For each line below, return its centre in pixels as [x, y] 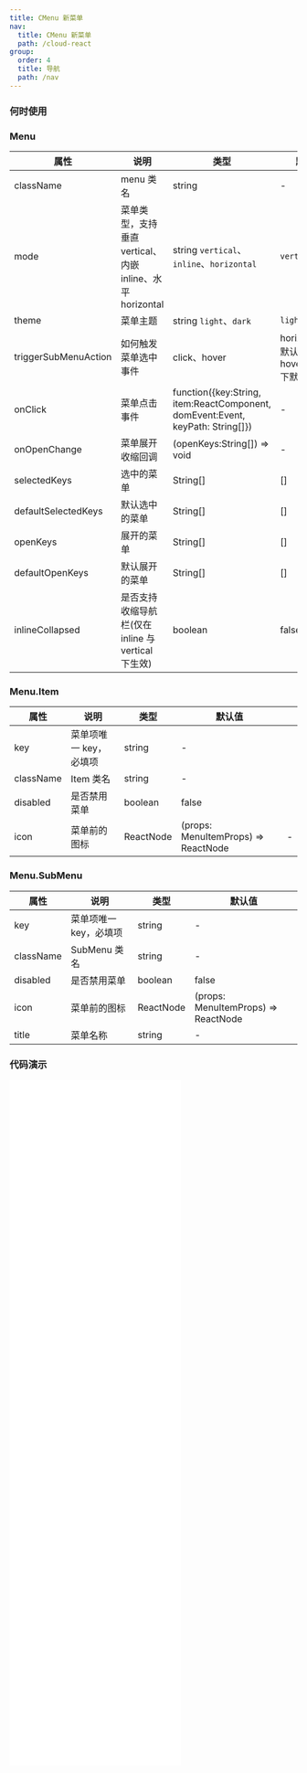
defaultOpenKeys [51, 572]
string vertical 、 [209, 249]
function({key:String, [217, 392]
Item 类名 [91, 780]
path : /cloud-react [55, 43]
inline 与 [138, 638]
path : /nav [38, 78]
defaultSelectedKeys [58, 511]
